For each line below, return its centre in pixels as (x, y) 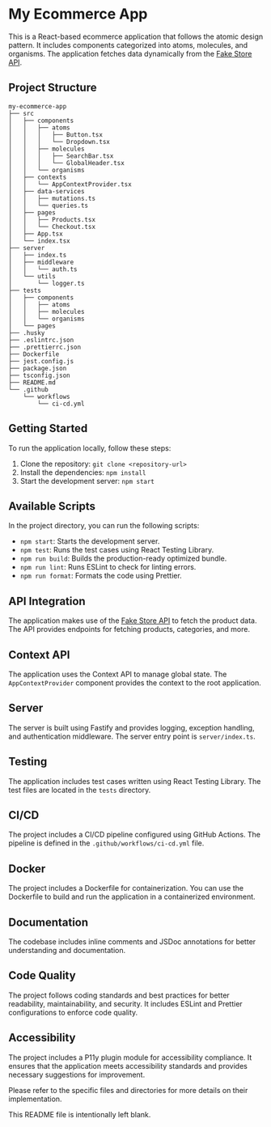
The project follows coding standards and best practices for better (119, 995)
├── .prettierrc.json (45, 347)
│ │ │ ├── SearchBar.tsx (61, 156)
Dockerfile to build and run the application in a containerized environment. (132, 897)
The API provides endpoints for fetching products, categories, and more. (129, 629)
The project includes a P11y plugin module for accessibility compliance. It (130, 1057)
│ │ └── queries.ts (49, 205)
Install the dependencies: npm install (83, 472)
